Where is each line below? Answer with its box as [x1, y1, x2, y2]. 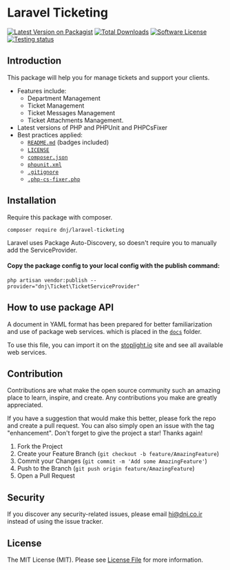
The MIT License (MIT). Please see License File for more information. [7, 556, 203, 564]
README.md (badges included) [27, 138, 109, 146]
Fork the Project [17, 442, 63, 451]
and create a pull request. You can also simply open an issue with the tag [7, 422, 215, 430]
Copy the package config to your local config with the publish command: [7, 262, 220, 270]
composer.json [27, 154, 68, 161]
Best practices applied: [17, 130, 83, 139]
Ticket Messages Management [27, 108, 116, 117]
